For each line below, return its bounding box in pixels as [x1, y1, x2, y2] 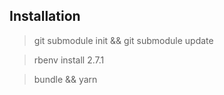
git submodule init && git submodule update [33, 34, 214, 46]
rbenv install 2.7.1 [33, 54, 105, 66]
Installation [9, 8, 81, 25]
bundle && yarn [33, 73, 98, 85]
